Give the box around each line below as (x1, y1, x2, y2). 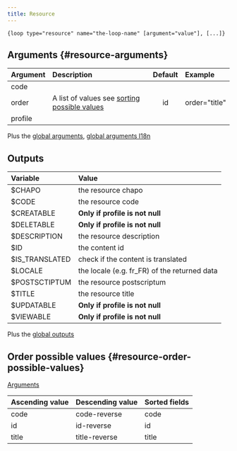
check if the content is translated (78, 254, 187, 264)
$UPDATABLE (11, 300, 56, 310)
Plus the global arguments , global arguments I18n (7, 132, 151, 140)
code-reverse (75, 409, 122, 419)
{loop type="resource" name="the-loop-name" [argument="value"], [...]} (7, 30, 226, 37)
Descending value (75, 397, 138, 407)
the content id (78, 243, 125, 253)
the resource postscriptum (78, 278, 166, 287)
